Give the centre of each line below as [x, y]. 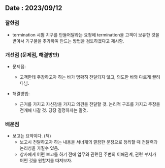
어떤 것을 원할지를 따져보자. [46, 161]
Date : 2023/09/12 [34, 8]
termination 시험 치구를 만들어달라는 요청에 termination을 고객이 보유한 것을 [86, 34]
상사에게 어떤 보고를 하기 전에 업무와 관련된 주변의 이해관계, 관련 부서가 [88, 154]
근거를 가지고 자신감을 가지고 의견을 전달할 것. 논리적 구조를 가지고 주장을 [90, 104]
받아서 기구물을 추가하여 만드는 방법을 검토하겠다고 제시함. [68, 41]
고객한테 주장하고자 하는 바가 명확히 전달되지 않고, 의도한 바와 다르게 [85, 77]
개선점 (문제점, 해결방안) [32, 55]
